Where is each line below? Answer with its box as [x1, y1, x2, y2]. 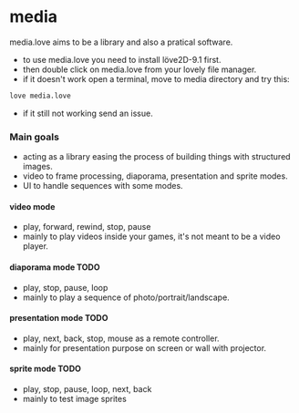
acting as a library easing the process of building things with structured [22, 151, 291, 162]
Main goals [9, 130, 59, 143]
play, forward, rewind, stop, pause [22, 222, 151, 232]
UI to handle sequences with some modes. [22, 181, 184, 191]
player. [22, 241, 48, 252]
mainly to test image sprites [22, 393, 128, 404]
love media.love [9, 91, 71, 100]
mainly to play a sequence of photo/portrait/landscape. [22, 292, 230, 303]
